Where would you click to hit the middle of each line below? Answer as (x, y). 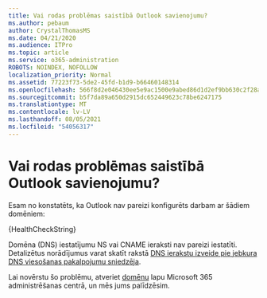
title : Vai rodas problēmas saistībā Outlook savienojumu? (108, 16)
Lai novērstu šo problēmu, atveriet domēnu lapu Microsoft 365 (110, 276)
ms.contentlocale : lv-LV (49, 112)
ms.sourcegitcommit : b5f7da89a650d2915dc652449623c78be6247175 (115, 97)
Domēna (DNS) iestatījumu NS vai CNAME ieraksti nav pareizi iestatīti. (123, 245)
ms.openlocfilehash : (43, 90)
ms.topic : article (39, 53)
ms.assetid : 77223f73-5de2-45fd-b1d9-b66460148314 (94, 82)
